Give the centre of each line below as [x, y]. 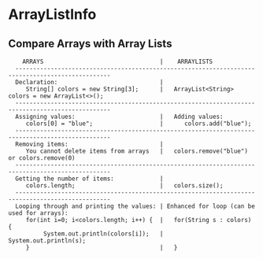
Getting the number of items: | [89, 179]
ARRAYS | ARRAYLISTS [118, 61]
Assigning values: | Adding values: [119, 117]
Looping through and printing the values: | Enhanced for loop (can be [135, 206]
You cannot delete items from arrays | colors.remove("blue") [137, 151]
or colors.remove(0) [42, 158]
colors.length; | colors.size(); [124, 186]
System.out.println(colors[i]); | [103, 234]
